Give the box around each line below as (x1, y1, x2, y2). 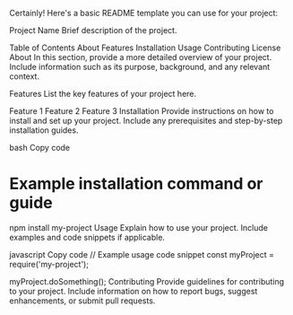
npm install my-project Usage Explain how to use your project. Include (9, 222, 269, 232)
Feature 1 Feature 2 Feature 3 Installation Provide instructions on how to (9, 106, 274, 116)
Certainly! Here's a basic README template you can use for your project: (9, 8, 279, 18)
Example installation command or (9, 174, 263, 194)
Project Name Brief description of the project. (9, 25, 177, 35)
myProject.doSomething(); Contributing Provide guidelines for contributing (9, 276, 285, 286)
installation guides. (9, 125, 79, 136)
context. (9, 71, 40, 82)
